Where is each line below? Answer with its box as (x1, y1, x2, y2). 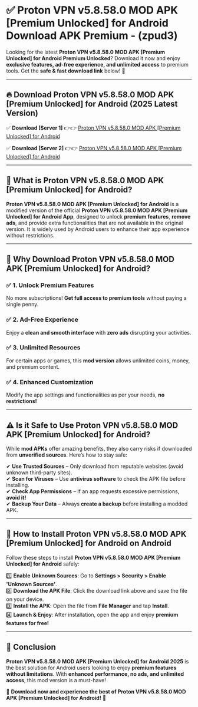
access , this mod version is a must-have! (6, 676, 106, 683)
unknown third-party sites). (6, 469, 72, 476)
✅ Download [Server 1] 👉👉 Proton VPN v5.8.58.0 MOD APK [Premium (6, 124, 181, 131)
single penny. (6, 301, 39, 308)
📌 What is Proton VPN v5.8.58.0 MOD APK (6, 176, 164, 186)
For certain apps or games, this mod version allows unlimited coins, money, (6, 357, 190, 364)
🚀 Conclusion (6, 642, 56, 652)
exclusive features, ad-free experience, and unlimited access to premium (6, 61, 189, 68)
